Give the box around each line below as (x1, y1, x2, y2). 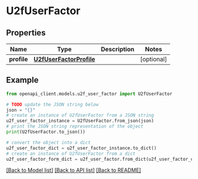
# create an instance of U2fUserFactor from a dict (6, 151, 136, 157)
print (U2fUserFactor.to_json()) (6, 129, 85, 135)
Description (101, 45, 134, 53)
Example (6, 75, 39, 85)
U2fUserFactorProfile (33, 55, 95, 63)
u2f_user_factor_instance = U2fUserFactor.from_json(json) (6, 118, 154, 124)
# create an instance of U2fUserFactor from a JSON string (6, 112, 154, 119)
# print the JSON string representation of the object (6, 123, 144, 129)
